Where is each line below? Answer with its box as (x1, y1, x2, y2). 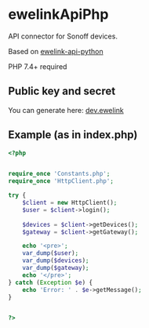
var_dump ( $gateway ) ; (22, 264, 89, 272)
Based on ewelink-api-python (8, 46, 104, 56)
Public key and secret (8, 85, 116, 98)
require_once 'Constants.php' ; (8, 170, 111, 178)
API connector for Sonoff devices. (8, 31, 118, 41)
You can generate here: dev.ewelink (8, 105, 124, 115)
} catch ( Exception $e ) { (8, 279, 93, 286)
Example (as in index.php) (8, 128, 138, 142)
